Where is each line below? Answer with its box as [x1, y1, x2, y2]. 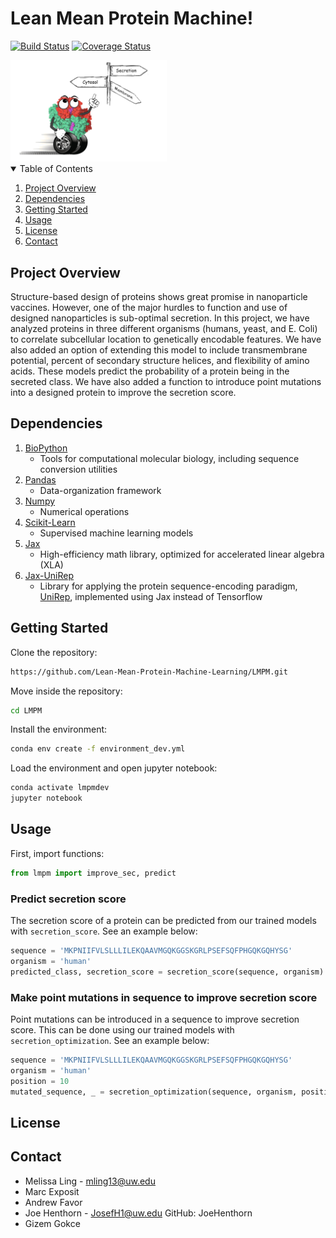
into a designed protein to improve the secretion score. [10, 387, 237, 399]
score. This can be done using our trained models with [10, 1024, 235, 1036]
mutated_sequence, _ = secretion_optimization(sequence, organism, [10, 1087, 298, 1097]
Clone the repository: [10, 646, 98, 658]
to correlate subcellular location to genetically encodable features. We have [10, 333, 322, 346]
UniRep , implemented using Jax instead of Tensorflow [39, 590, 263, 602]
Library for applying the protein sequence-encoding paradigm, [39, 580, 298, 592]
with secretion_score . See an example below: [10, 925, 198, 937]
